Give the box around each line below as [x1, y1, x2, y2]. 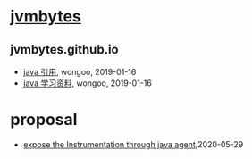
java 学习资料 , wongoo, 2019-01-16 [22, 78, 153, 88]
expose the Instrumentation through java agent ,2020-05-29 [22, 138, 244, 149]
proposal [10, 110, 78, 130]
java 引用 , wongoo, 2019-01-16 [22, 67, 137, 77]
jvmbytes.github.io [10, 42, 119, 57]
